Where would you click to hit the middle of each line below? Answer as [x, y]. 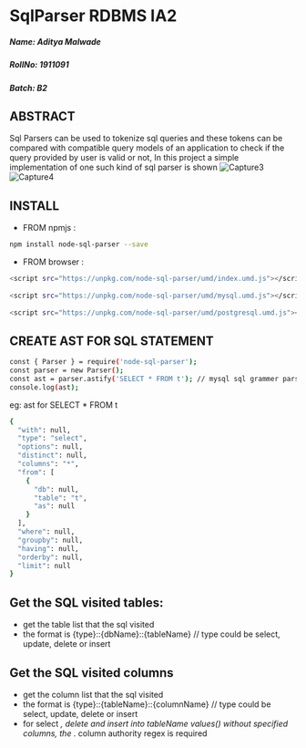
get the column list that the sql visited [93, 694]
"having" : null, [48, 548]
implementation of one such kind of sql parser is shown [114, 167]
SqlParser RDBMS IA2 [93, 16]
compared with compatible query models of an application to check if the [147, 148]
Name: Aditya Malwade [56, 41]
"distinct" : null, [53, 456]
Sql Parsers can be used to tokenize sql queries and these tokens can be [146, 139]
